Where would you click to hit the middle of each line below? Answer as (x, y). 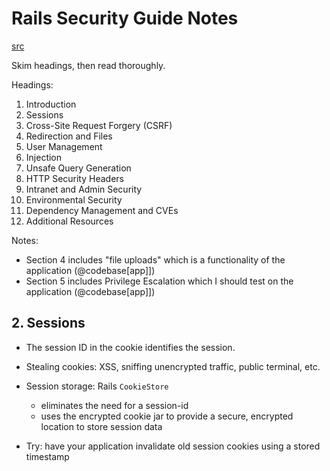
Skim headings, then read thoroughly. (88, 65)
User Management (64, 146)
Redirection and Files (69, 136)
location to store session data (101, 426)
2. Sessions (48, 323)
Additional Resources (69, 221)
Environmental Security (74, 199)
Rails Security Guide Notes (125, 18)
